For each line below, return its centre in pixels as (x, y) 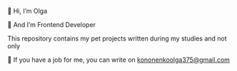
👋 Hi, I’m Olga (27, 11)
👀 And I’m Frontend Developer (52, 24)
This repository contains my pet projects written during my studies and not (117, 38)
